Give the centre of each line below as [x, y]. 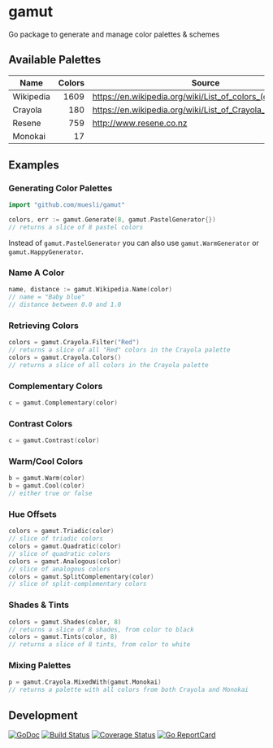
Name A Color [37, 273]
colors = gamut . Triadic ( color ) [61, 531]
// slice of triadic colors [56, 539]
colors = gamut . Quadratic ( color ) [65, 547]
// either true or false [50, 494]
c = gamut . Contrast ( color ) [54, 441]
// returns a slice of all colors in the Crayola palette [108, 365]
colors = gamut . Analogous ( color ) [65, 561]
